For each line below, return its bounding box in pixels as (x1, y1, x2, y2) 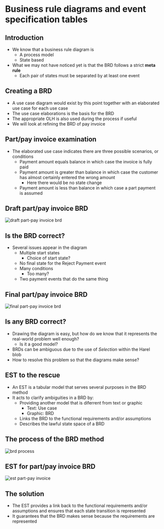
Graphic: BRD (26, 410, 54, 416)
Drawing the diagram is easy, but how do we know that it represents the (12, 331, 158, 337)
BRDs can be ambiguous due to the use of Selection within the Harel (12, 346, 150, 352)
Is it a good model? (19, 341, 58, 347)
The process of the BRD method (5, 435, 104, 443)
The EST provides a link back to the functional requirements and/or (12, 503, 148, 509)
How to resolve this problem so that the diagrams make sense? (12, 357, 140, 363)
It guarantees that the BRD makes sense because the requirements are (12, 513, 155, 519)
